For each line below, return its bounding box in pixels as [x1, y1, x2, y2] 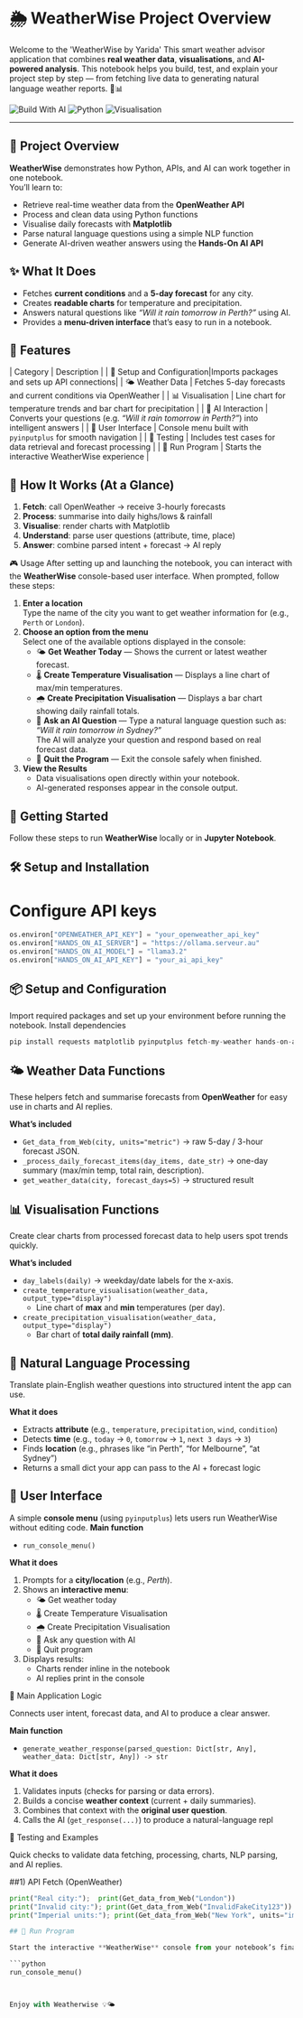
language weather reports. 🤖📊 [9, 83, 124, 94]
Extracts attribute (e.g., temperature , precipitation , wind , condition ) [22, 1424, 278, 1435]
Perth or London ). [22, 617, 86, 628]
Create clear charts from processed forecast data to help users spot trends [9, 1231, 289, 1241]
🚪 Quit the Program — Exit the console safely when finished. [35, 754, 262, 765]
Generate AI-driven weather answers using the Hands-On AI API [22, 237, 264, 248]
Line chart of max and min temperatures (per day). [35, 1302, 225, 1313]
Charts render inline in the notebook [35, 1663, 170, 1674]
